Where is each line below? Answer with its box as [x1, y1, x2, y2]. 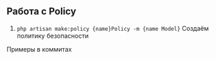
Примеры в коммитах [6, 45, 72, 53]
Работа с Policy [6, 6, 76, 17]
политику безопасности [16, 31, 89, 40]
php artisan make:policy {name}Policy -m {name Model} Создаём [16, 24, 209, 32]
